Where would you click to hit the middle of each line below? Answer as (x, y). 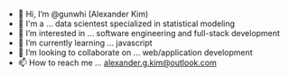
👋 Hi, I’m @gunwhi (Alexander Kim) (83, 14)
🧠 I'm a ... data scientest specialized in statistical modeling (126, 24)
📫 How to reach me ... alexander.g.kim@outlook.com (117, 63)
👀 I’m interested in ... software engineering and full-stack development (149, 33)
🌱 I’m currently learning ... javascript (85, 43)
